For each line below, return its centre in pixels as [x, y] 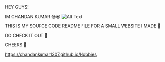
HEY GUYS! [17, 7]
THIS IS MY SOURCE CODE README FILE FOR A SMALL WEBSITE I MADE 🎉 [83, 26]
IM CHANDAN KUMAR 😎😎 [33, 16]
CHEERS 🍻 [16, 45]
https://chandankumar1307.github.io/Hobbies [51, 54]
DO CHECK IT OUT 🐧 [26, 35]
